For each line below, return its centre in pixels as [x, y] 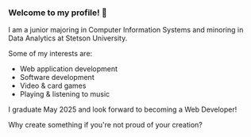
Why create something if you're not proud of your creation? [105, 125]
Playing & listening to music [65, 94]
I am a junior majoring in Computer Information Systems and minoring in [126, 30]
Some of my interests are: [50, 54]
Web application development [68, 69]
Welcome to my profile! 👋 [58, 13]
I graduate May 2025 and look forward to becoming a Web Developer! [123, 109]
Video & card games [53, 86]
